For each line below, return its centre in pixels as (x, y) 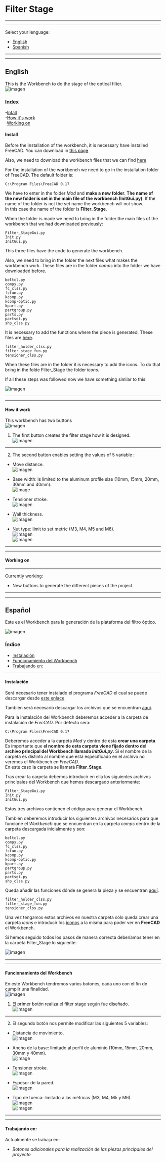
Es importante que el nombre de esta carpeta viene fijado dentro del (76, 746)
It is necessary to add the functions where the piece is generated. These (79, 332)
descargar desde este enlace (35, 698)
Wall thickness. (28, 514)
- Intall (11, 113)
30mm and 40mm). (32, 485)
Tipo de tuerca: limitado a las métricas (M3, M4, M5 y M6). (72, 1098)
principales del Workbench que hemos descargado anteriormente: (73, 782)
